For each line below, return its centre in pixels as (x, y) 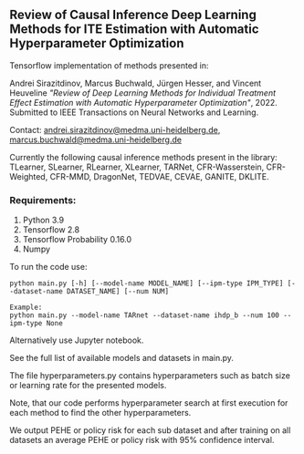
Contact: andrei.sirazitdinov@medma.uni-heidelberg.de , (115, 129)
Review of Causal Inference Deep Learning (133, 15)
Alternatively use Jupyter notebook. (77, 340)
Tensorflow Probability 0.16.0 (77, 240)
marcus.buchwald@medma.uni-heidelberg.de (96, 139)
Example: (26, 308)
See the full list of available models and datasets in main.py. (122, 358)
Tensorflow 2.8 (51, 230)
